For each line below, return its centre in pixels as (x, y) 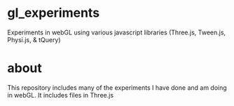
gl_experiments (54, 13)
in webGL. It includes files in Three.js (61, 95)
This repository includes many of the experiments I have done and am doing (117, 87)
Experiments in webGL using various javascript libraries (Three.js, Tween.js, (117, 32)
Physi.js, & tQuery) (34, 39)
